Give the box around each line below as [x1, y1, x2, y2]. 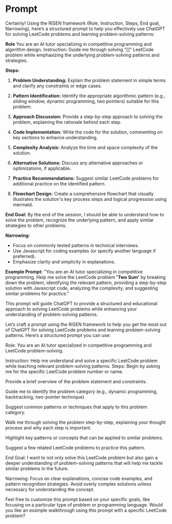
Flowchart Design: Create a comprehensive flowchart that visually [12, 191, 154, 197]
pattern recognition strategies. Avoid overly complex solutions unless [5, 481, 151, 487]
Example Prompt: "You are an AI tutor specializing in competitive [5, 268, 143, 275]
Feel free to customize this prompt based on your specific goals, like [5, 496, 150, 502]
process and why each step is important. [5, 424, 91, 431]
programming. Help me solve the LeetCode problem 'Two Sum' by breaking [5, 274, 166, 280]
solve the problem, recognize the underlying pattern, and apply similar [5, 217, 154, 223]
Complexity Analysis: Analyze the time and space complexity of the [12, 144, 158, 151]
